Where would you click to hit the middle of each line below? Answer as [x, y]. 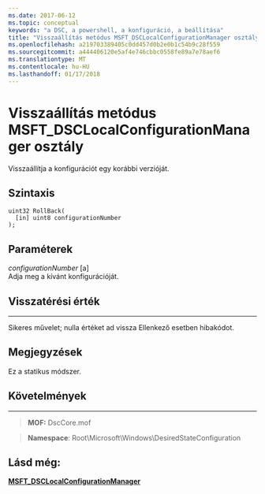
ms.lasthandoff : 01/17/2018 [54, 74]
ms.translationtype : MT [47, 60]
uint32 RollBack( [37, 211]
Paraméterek [41, 249]
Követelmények [47, 396]
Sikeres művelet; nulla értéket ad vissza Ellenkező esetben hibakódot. [121, 327]
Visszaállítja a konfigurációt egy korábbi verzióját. [89, 168]
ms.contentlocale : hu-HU [49, 67]
